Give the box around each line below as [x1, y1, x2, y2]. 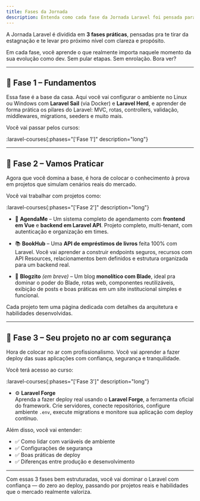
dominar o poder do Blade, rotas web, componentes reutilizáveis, [14, 279, 175, 286]
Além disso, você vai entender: [6, 426, 82, 433]
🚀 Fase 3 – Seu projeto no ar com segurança [6, 332, 171, 343]
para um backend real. [14, 261, 70, 268]
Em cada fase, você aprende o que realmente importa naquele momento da [6, 48, 192, 55]
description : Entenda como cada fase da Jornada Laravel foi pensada [6, 14, 183, 20]
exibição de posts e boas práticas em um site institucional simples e [14, 286, 182, 293]
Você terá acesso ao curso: [6, 366, 73, 373]
